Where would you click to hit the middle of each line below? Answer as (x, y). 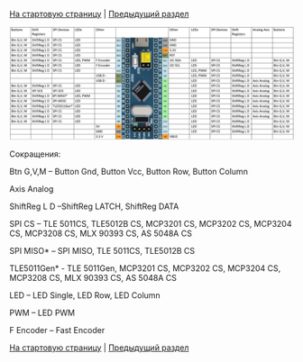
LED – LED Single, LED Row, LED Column (85, 295)
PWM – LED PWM (42, 312)
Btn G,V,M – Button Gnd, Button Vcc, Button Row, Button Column (129, 171)
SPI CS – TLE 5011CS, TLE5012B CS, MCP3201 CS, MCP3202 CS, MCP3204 (151, 223)
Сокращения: (35, 154)
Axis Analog (32, 188)
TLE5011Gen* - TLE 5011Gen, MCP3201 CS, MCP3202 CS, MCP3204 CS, (145, 268)
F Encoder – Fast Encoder (57, 330)
